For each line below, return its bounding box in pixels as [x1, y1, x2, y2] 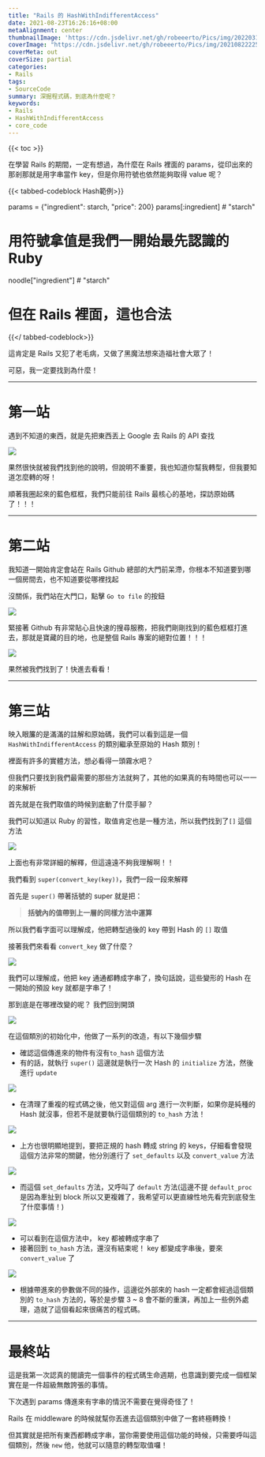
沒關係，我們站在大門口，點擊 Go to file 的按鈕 [8, 591, 166, 601]
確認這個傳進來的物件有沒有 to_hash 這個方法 [19, 1048, 164, 1058]
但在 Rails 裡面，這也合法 [8, 305, 172, 324]
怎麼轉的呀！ [14, 472, 57, 481]
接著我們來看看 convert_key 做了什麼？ [8, 942, 134, 951]
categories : [8, 63, 47, 71]
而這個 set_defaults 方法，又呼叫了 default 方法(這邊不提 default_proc [19, 1182, 252, 1192]
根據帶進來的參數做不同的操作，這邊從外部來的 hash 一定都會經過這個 [19, 1285, 247, 1294]
